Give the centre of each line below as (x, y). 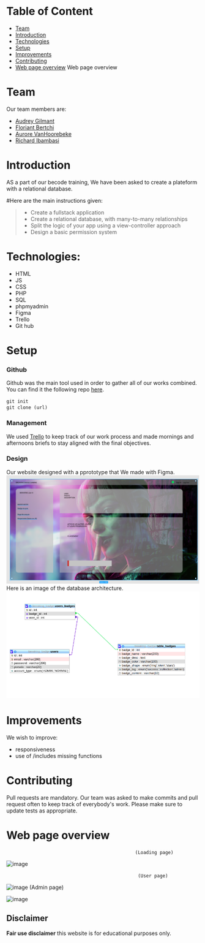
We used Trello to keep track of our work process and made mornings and (100, 436)
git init (17, 402)
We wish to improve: (32, 738)
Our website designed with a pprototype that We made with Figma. (91, 472)
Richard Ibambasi (37, 140)
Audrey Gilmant (35, 121)
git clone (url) (27, 408)
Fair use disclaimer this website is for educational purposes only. (89, 933)
